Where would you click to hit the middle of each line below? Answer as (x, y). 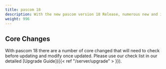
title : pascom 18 (23, 10)
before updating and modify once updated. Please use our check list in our (81, 56)
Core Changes (28, 39)
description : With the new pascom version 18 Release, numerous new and (82, 14)
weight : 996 (17, 19)
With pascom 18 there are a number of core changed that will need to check (83, 51)
